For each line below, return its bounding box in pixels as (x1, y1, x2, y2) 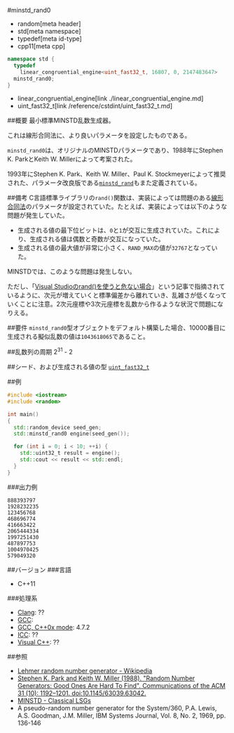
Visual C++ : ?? (17, 637, 60, 646)
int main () (7, 410, 39, 417)
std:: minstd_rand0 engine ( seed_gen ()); (13, 430, 130, 438)
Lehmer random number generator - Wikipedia (17, 666, 153, 675)
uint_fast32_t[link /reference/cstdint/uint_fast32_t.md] (17, 102, 173, 110)
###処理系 (7, 594, 38, 602)
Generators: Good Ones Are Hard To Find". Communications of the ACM (17, 681, 226, 689)
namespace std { (7, 56, 55, 63)
